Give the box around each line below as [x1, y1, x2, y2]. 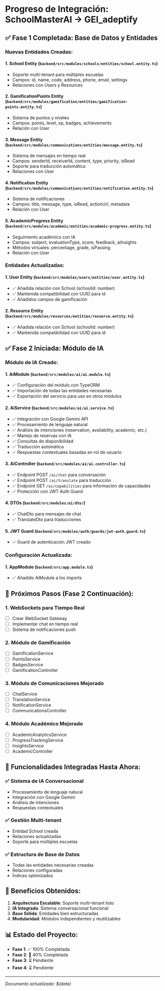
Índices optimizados [12, 873, 53, 879]
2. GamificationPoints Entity [5, 93, 64, 99]
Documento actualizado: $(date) [5, 981, 71, 987]
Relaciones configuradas [12, 867, 63, 874]
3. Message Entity [5, 137, 43, 143]
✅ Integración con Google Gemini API [12, 416, 88, 422]
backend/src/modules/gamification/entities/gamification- [6, 100, 128, 105]
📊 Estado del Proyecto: [5, 931, 78, 939]
